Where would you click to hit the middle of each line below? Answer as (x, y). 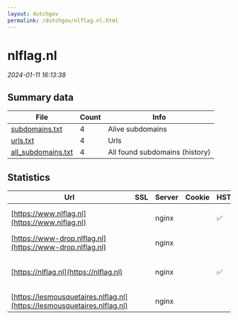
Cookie (198, 198)
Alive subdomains (138, 130)
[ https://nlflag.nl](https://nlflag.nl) (67, 272)
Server (166, 198)
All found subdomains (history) (159, 152)
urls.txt (22, 141)
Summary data (41, 97)
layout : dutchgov (33, 14)
